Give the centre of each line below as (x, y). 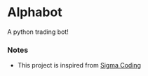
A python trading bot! (38, 32)
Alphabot (35, 12)
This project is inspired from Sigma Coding (79, 65)
